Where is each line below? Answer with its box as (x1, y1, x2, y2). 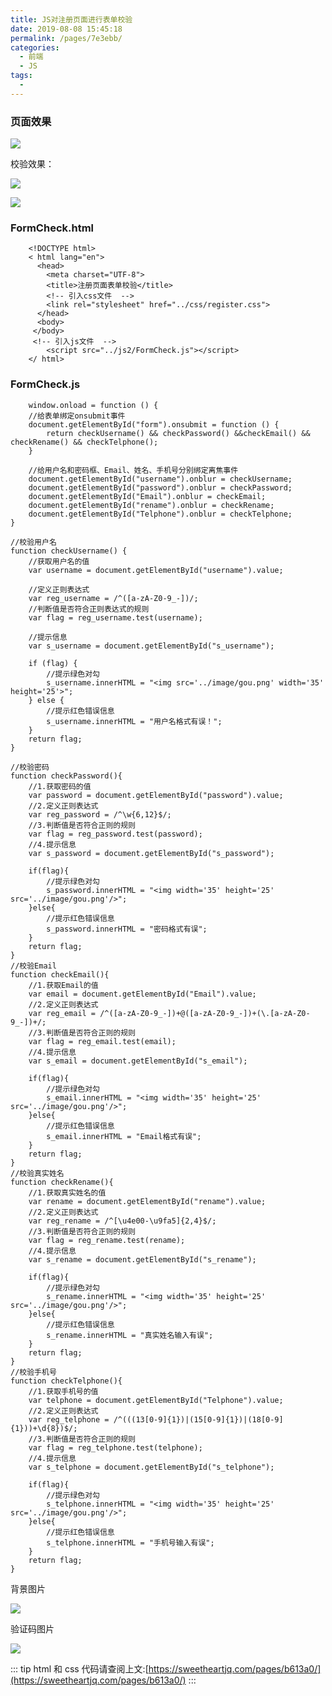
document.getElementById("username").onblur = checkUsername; (28, 474, 293, 484)
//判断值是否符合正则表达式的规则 (28, 604, 150, 614)
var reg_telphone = (28, 1414, 110, 1425)
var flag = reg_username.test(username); (28, 612, 203, 623)
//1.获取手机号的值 (28, 1386, 99, 1396)
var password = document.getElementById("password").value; (28, 790, 284, 800)
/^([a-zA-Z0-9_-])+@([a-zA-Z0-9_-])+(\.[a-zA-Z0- (99, 1008, 311, 1018)
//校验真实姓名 (10, 1168, 65, 1178)
